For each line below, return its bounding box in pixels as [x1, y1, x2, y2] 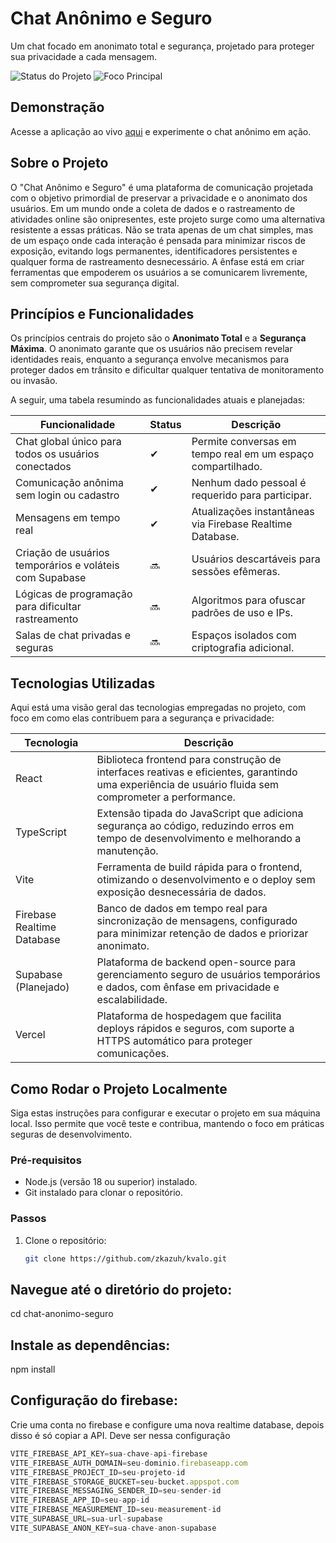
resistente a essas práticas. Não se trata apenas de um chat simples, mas [10, 223, 314, 236]
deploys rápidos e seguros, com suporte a [96, 1022, 295, 1036]
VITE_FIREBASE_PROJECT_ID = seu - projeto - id [10, 1467, 186, 1477]
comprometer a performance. [96, 790, 236, 804]
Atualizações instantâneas [191, 505, 315, 519]
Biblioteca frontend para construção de [96, 753, 282, 767]
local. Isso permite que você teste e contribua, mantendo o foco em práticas [10, 1118, 325, 1129]
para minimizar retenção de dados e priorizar [96, 927, 309, 941]
